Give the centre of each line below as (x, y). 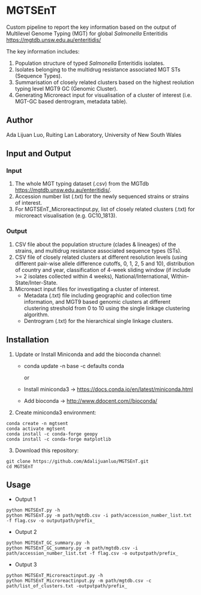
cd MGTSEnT (20, 467)
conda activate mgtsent (36, 429)
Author (19, 120)
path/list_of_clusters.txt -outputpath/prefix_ (67, 586)
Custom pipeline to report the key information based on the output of (91, 27)
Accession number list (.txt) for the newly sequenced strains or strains (102, 196)
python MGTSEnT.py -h (33, 510)
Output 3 (26, 564)
